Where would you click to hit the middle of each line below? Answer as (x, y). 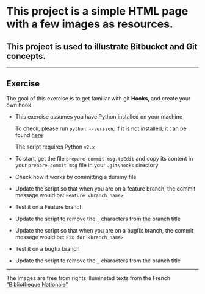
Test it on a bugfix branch (47, 248)
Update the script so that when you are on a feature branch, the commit (105, 188)
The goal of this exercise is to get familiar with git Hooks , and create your (99, 98)
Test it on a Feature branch (49, 207)
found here (29, 135)
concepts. (26, 56)
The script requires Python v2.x (55, 147)
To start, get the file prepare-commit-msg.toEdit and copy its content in (104, 158)
